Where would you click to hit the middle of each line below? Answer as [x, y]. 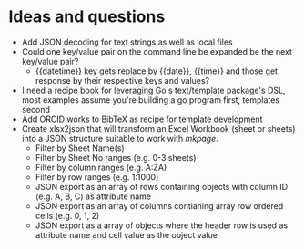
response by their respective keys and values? [122, 80]
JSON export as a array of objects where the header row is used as [162, 225]
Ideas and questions [87, 17]
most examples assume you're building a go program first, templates [150, 100]
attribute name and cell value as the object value [126, 234]
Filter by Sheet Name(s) [80, 148]
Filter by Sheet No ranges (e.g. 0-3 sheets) [116, 157]
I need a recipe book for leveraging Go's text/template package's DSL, [153, 90]
